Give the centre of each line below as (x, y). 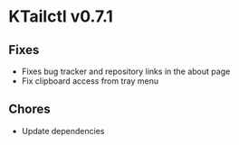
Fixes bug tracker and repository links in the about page (126, 71)
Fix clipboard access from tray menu (90, 81)
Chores (29, 109)
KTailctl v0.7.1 (61, 17)
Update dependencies (63, 131)
